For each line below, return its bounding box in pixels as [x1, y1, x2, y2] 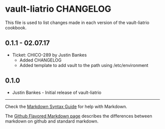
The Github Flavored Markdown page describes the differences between [5, 113, 152, 119]
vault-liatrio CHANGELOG [5, 3, 111, 15]
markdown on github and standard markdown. [5, 118, 99, 124]
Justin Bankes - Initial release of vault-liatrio [12, 89, 102, 95]
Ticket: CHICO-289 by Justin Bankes [12, 52, 87, 58]
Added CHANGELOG [19, 57, 62, 63]
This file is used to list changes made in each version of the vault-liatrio [5, 20, 150, 25]
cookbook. [5, 24, 27, 30]
